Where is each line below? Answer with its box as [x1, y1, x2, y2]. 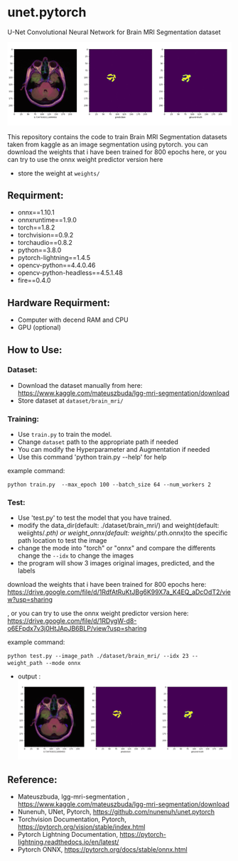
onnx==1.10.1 [17, 208, 55, 217]
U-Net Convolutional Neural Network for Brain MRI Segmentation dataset [7, 28, 222, 36]
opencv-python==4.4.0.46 [17, 261, 96, 270]
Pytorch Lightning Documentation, [17, 830, 119, 838]
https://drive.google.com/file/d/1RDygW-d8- [7, 617, 137, 625]
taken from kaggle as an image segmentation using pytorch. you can [7, 140, 208, 148]
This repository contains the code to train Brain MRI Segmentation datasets [7, 132, 227, 141]
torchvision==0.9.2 [17, 231, 74, 239]
